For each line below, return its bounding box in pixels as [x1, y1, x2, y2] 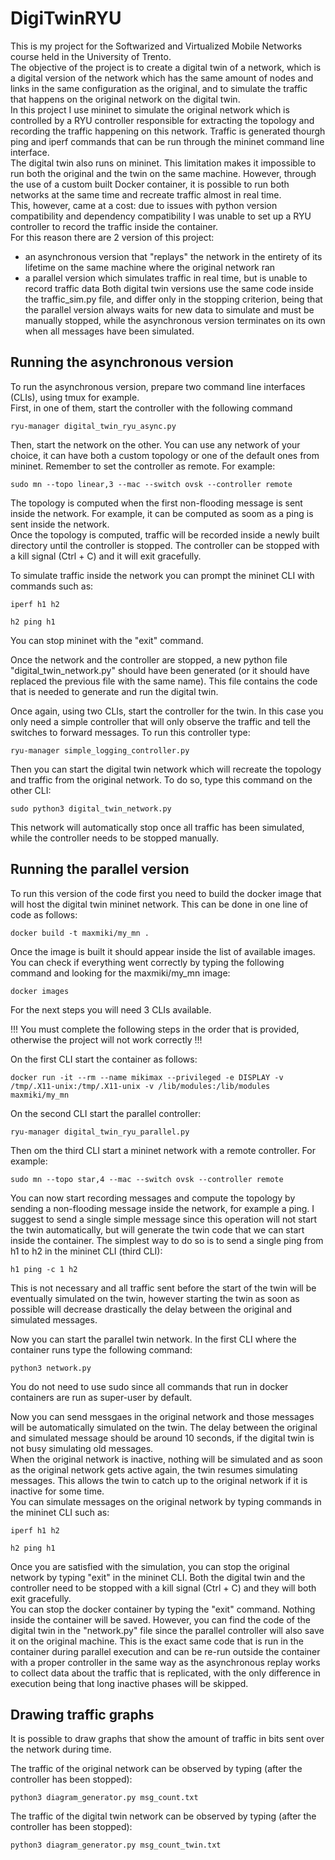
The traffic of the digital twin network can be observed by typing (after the [10, 1810, 317, 1822]
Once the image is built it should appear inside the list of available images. [10, 945, 316, 957]
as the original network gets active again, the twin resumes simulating [10, 1463, 298, 1476]
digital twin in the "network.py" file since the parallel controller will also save [10, 1624, 325, 1636]
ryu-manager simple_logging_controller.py [10, 745, 190, 756]
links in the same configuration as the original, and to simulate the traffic [10, 82, 308, 94]
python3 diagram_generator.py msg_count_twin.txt [10, 1840, 222, 1851]
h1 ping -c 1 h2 [10, 1264, 78, 1274]
